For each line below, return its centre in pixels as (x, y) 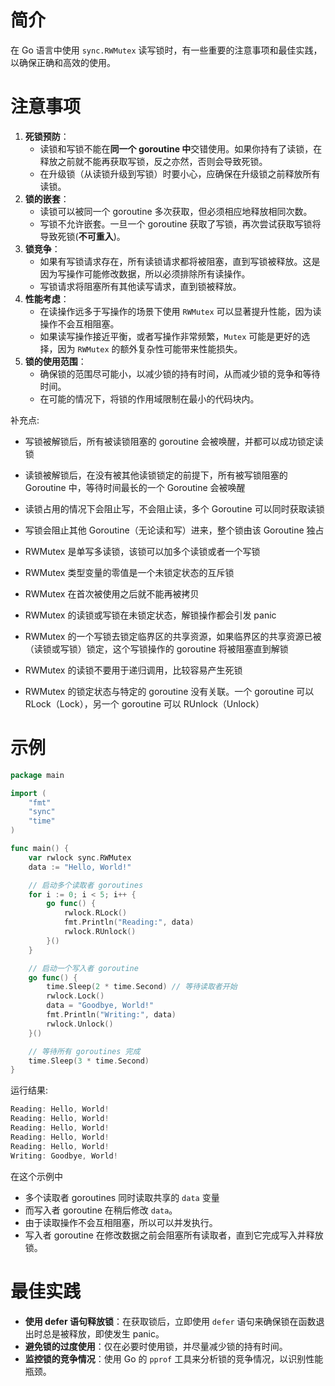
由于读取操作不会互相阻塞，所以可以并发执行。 (121, 1222)
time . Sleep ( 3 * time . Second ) (89, 1061)
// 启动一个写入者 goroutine (83, 968)
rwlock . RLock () (95, 913)
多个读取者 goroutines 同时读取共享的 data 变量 (122, 1197)
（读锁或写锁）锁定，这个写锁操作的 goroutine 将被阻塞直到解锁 (156, 648)
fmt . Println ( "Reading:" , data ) (129, 922)
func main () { (40, 849)
